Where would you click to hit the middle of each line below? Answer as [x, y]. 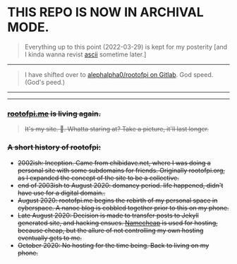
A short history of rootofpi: [54, 148]
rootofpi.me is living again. [54, 114]
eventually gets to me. [50, 238]
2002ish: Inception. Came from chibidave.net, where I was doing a [114, 162]
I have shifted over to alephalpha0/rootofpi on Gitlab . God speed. [119, 74]
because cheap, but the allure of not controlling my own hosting [110, 230]
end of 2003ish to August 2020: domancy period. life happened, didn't [120, 185]
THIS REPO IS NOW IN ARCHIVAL [105, 12]
